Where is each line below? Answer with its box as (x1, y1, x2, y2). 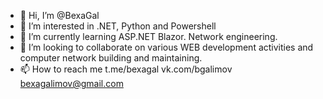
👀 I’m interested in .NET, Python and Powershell (19, 20, 217, 32)
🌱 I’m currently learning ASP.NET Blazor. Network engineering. (19, 31, 278, 42)
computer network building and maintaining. (19, 52, 203, 64)
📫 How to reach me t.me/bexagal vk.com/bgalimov (19, 63, 233, 75)
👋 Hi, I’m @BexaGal (19, 10, 100, 21)
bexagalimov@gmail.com (19, 78, 124, 89)
